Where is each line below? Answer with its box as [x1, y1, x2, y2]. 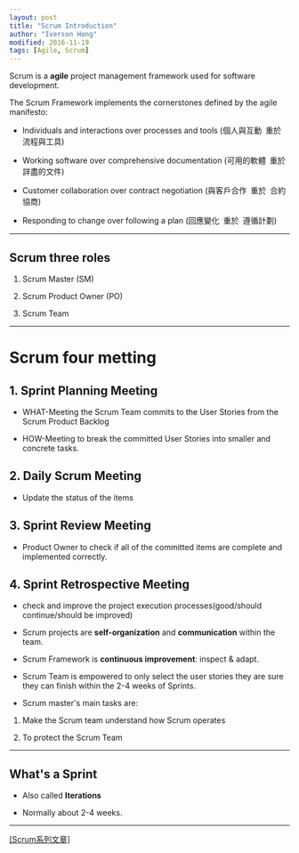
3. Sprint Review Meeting [9, 518, 151, 533]
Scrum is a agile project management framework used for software [9, 70, 256, 81]
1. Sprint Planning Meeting [9, 383, 158, 398]
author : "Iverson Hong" [9, 29, 98, 38]
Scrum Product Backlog [21, 416, 109, 426]
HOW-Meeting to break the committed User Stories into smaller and [21, 433, 271, 443]
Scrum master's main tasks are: [21, 698, 139, 709]
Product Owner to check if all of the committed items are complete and [21, 541, 283, 552]
